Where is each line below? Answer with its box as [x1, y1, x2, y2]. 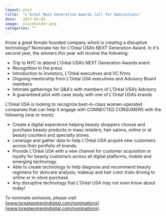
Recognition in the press [12, 65, 63, 71]
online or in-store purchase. [12, 175, 70, 181]
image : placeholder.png [5, 21, 57, 26]
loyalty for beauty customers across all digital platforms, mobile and [12, 153, 152, 160]
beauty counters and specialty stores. [12, 132, 90, 138]
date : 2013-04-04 [5, 16, 46, 21]
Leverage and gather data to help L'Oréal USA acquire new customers [12, 138, 156, 144]
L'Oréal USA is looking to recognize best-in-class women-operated [5, 101, 143, 107]
